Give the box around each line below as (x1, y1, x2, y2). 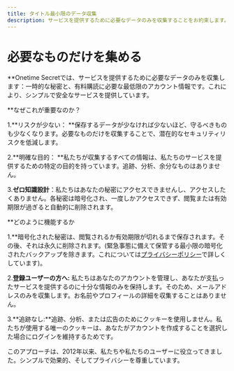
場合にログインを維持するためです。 (13, 332, 117, 341)
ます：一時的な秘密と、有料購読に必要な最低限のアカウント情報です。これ (7, 82, 221, 91)
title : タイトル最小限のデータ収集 (7, 10, 97, 17)
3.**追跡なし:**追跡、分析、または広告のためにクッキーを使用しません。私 (7, 315, 223, 323)
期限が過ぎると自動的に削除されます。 (7, 203, 117, 211)
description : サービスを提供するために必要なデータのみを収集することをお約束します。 (7, 17, 230, 24)
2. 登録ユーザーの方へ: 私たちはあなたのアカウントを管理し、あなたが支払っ (7, 274, 225, 282)
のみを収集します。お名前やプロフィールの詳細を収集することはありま (19, 291, 221, 300)
